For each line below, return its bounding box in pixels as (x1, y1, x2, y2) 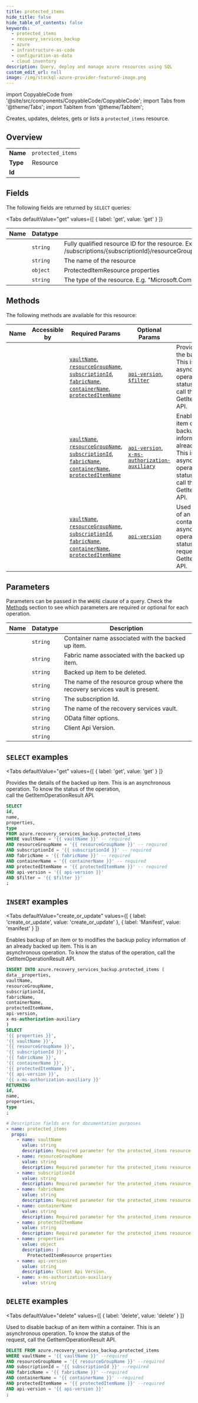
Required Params (71, 329, 121, 337)
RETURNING (6, 1082, 31, 1088)
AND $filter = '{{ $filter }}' (6, 875, 83, 880)
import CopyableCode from (6, 91, 72, 98)
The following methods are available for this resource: (6, 311, 137, 318)
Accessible (31, 325, 64, 334)
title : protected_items (6, 8, 65, 15)
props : (11, 1131, 28, 1137)
